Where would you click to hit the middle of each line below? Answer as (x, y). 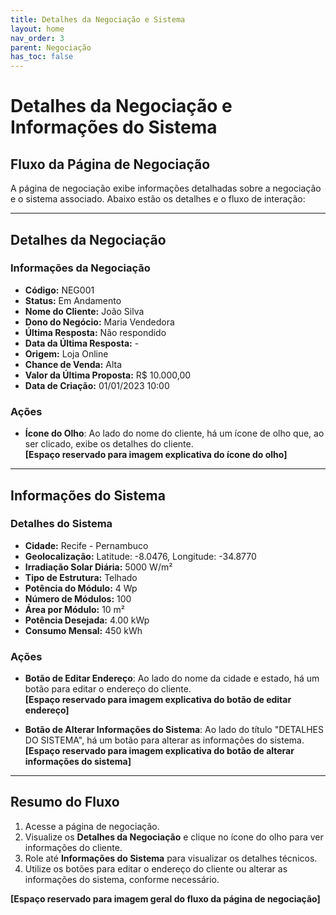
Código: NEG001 (59, 290)
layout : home (37, 29)
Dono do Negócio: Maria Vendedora (99, 322)
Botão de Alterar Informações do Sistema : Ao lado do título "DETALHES (174, 730)
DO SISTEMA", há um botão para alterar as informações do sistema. (164, 740)
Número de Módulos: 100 (78, 598)
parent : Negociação (51, 47)
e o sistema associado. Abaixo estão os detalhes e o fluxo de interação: (158, 199)
